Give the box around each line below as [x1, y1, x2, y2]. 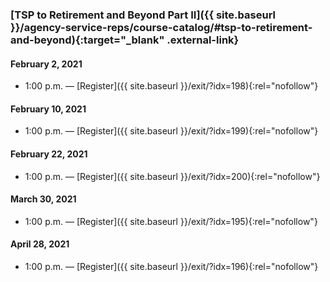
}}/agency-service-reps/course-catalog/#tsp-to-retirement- [10, 20, 313, 34]
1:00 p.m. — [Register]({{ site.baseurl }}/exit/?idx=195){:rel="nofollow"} [24, 215, 318, 227]
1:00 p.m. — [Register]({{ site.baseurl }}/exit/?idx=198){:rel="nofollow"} [24, 80, 319, 92]
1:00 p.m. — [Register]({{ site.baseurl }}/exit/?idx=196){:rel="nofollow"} [24, 260, 319, 272]
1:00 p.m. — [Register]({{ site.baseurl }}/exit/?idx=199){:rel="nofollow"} [24, 125, 319, 137]
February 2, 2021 [10, 58, 83, 70]
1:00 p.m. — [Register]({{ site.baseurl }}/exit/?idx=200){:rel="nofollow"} [24, 170, 321, 182]
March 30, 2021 [10, 193, 77, 205]
